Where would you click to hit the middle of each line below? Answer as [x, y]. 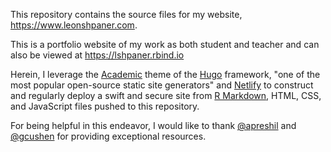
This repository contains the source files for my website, [126, 14]
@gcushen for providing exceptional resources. [108, 136]
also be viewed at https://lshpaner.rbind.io [97, 55]
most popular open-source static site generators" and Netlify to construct [162, 85]
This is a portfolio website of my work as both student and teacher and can [165, 44]
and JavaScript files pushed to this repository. [105, 106]
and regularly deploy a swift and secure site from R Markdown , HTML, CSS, [166, 95]
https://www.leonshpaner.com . [74, 25]
